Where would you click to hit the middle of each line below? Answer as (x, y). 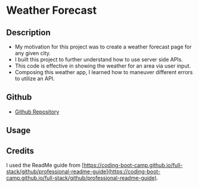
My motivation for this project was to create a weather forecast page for (103, 47)
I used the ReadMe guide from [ (45, 165)
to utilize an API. (35, 79)
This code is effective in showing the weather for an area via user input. (103, 66)
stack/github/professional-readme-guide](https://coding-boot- (83, 171)
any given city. (33, 53)
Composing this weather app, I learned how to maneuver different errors (104, 72)
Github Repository (37, 112)
